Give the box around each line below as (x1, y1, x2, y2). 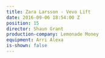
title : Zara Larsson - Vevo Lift (6, 8, 91, 15)
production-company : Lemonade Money (6, 31, 99, 37)
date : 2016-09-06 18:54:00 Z (6, 14, 80, 21)
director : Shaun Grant (6, 25, 64, 32)
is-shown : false (6, 43, 47, 49)
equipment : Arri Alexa (6, 37, 64, 43)
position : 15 (6, 20, 39, 26)
